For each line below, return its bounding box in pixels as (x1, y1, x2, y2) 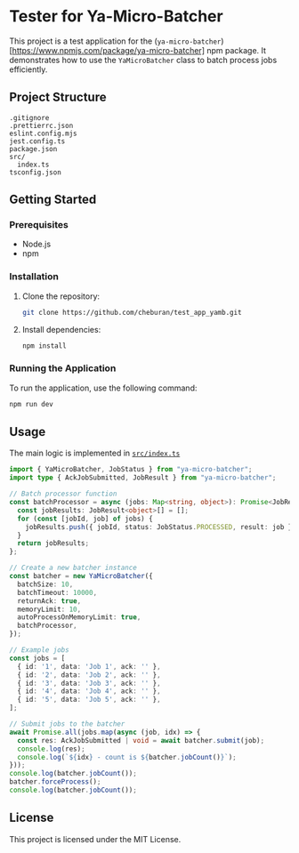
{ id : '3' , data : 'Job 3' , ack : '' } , (17, 679, 162, 688)
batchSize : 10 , (17, 580, 74, 589)
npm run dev (9, 399, 53, 408)
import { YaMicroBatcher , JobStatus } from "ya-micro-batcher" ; (9, 465, 253, 474)
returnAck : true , (17, 596, 82, 606)
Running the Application (9, 362, 117, 374)
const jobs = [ (9, 654, 66, 663)
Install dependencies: (21, 324, 101, 334)
